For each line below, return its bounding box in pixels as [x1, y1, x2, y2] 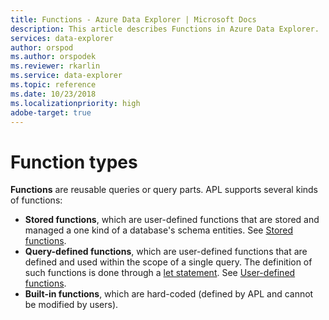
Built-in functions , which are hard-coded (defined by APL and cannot [24, 288, 314, 300]
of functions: [10, 194, 63, 206]
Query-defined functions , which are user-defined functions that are [24, 246, 308, 258]
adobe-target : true [10, 107, 92, 118]
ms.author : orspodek [10, 52, 97, 62]
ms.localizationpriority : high [10, 98, 141, 108]
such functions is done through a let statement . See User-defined [24, 267, 296, 279]
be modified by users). [24, 299, 119, 311]
